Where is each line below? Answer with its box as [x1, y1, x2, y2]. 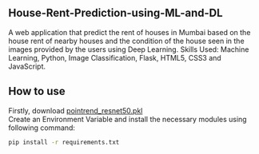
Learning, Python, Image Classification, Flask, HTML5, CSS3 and [8, 53, 221, 62]
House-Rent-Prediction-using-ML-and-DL [8, 6, 223, 20]
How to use [8, 85, 66, 98]
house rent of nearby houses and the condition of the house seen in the [8, 36, 245, 45]
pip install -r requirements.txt [8, 138, 120, 146]
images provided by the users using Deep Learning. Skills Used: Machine [8, 44, 249, 54]
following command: [8, 123, 76, 132]
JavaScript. [8, 61, 46, 71]
